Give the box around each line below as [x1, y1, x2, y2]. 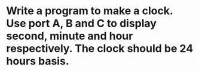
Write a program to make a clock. [6, 4, 173, 18]
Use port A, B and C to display [6, 17, 157, 30]
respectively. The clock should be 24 [6, 42, 194, 56]
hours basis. [6, 54, 70, 68]
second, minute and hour [6, 30, 133, 43]
